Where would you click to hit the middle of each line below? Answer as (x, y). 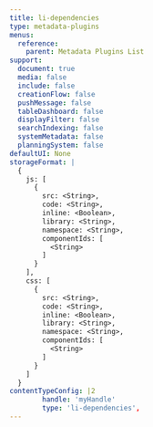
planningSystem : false (61, 145)
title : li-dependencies (55, 18)
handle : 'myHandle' (79, 400)
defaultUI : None (40, 153)
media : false (42, 78)
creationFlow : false (56, 94)
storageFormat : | (42, 162)
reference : (38, 43)
